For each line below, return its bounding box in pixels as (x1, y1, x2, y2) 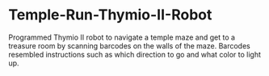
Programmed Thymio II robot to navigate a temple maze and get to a (8, 32, 236, 42)
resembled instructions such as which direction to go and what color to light (8, 49, 261, 59)
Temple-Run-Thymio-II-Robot (8, 6, 212, 24)
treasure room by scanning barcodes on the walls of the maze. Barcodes (8, 40, 250, 50)
